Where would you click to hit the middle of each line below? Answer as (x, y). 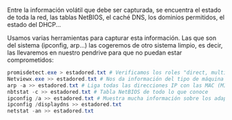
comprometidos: (30, 60)
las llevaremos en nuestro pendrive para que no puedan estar (95, 52)
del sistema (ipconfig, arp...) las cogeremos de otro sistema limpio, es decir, (115, 45)
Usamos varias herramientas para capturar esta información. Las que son (112, 38)
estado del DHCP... (34, 24)
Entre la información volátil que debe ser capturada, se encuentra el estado (114, 10)
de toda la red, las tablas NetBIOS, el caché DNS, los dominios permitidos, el (116, 17)
